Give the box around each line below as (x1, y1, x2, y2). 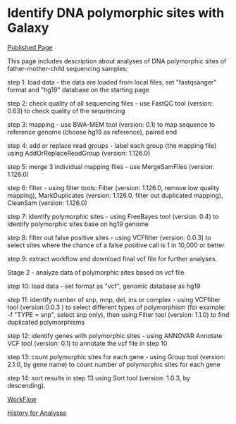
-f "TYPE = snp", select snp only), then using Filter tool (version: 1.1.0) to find (7, 310, 230, 318)
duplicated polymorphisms (7, 318, 85, 326)
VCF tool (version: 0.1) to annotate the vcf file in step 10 (7, 339, 168, 347)
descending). (7, 381, 46, 389)
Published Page (7, 43, 53, 51)
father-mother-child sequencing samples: (7, 64, 128, 73)
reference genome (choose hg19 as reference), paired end (7, 127, 178, 136)
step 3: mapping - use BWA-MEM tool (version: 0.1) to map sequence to (7, 120, 216, 128)
